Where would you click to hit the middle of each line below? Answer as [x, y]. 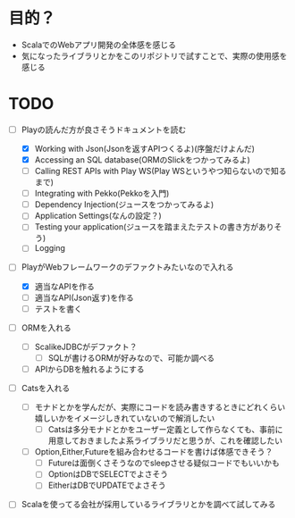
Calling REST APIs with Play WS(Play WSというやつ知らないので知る [160, 171]
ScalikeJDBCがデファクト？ [86, 347]
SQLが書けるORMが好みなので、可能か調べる [131, 357]
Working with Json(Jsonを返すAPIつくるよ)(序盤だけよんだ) [145, 148]
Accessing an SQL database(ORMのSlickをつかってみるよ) [143, 160]
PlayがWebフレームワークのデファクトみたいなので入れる [127, 267]
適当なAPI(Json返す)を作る [84, 297]
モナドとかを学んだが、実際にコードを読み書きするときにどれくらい [160, 407]
